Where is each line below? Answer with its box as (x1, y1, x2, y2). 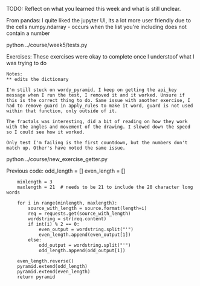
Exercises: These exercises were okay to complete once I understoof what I (6, 53, 195, 60)
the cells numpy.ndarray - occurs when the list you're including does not (6, 24, 187, 30)
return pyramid (17, 274, 56, 280)
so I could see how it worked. (6, 129, 85, 135)
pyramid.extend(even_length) (17, 269, 91, 275)
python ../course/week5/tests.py (6, 42, 88, 48)
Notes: (6, 71, 23, 77)
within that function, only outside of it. (6, 108, 118, 114)
